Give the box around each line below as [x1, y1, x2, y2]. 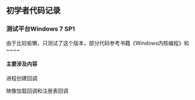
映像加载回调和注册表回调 [6, 87, 69, 94]
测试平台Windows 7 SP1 [6, 25, 75, 33]
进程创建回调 [6, 75, 37, 82]
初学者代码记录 [6, 5, 61, 16]
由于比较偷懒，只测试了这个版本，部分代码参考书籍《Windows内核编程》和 [6, 39, 190, 46]
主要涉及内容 [6, 60, 37, 67]
